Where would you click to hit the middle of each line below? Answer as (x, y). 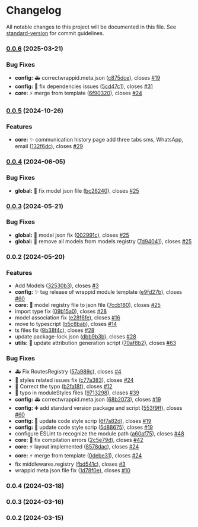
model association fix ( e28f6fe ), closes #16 (67, 318)
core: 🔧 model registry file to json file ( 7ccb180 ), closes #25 (88, 305)
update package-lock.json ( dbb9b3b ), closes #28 (75, 337)
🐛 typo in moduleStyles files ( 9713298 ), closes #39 (77, 393)
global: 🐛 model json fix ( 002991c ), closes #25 (72, 235)
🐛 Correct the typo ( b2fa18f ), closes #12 (63, 387)
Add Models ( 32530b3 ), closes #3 (57, 286)
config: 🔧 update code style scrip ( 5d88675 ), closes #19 (84, 427)
